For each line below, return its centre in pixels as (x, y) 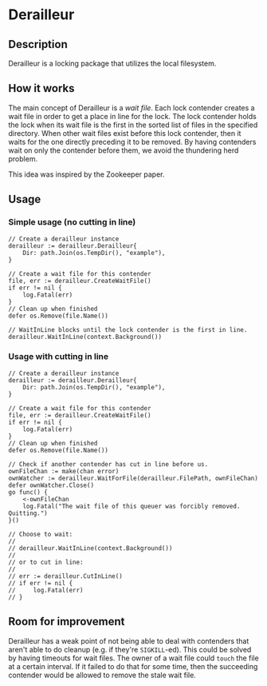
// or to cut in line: (46, 562)
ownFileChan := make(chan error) (64, 471)
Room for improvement (67, 622)
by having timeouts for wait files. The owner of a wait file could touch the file (133, 658)
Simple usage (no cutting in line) (72, 222)
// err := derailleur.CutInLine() (66, 576)
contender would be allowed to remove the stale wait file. (102, 675)
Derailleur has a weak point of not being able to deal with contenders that (129, 640)
